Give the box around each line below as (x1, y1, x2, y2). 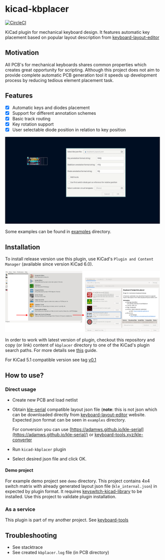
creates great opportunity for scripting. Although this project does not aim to (5, 67, 160, 73)
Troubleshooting (5, 531, 57, 539)
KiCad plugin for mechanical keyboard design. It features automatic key (5, 29, 150, 35)
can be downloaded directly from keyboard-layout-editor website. (12, 411, 146, 418)
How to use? (5, 371, 44, 379)
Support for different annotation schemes (12, 110, 97, 116)
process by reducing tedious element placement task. (5, 77, 114, 83)
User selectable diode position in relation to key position (12, 127, 126, 133)
